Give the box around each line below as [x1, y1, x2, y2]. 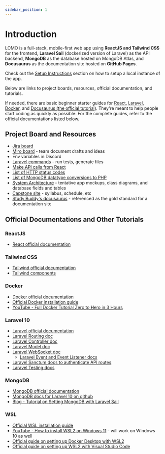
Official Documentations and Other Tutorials [5, 215, 144, 224]
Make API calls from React [12, 164, 66, 170]
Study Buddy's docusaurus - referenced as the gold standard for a [12, 196, 148, 202]
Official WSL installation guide [12, 422, 73, 428]
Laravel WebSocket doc [12, 349, 61, 355]
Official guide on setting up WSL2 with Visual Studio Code [12, 443, 131, 449]
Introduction [5, 28, 57, 40]
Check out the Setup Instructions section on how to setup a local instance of [5, 70, 161, 76]
